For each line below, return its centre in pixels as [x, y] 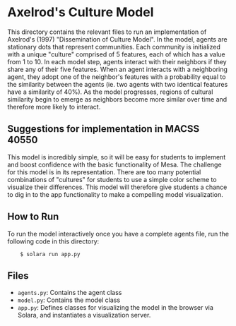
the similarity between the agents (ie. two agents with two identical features [118, 84]
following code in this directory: [53, 241]
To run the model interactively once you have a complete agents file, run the [118, 234]
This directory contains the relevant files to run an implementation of [107, 32]
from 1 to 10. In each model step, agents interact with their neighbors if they [117, 61]
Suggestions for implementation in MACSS [104, 129]
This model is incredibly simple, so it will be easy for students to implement [117, 157]
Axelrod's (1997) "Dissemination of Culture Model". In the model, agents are [117, 39]
